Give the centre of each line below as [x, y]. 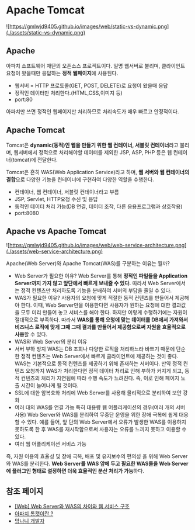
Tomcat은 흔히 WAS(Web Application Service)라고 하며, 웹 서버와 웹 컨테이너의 [98, 172]
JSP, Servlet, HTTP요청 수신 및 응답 [56, 199]
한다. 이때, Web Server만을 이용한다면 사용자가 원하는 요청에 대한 [95, 305]
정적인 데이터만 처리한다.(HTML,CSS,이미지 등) [68, 93]
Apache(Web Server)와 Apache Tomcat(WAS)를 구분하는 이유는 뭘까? [88, 264]
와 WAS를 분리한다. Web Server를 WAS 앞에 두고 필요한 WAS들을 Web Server [97, 464]
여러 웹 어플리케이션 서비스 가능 [50, 444]
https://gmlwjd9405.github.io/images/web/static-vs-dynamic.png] [89, 26]
